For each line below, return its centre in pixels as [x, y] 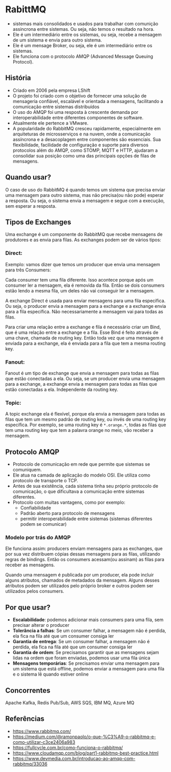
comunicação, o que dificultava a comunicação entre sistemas [78, 491]
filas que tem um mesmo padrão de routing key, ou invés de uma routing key [86, 420]
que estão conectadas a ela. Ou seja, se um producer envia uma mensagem [85, 379]
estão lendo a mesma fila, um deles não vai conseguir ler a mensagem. [80, 290]
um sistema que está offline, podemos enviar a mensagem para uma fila [89, 669]
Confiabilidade [35, 508]
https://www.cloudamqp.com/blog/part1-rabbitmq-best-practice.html [86, 753]
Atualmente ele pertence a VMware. [51, 123]
